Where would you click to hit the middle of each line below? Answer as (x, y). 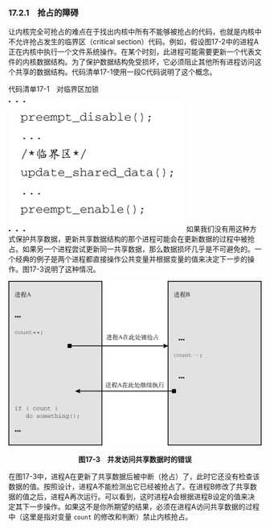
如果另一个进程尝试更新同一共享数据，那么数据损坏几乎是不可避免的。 (138, 249)
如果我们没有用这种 (218, 229)
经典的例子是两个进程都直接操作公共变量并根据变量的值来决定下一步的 (131, 259)
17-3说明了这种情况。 (65, 269)
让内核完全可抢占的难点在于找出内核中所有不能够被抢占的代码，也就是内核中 (135, 32)
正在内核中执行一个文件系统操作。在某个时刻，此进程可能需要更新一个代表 (131, 52)
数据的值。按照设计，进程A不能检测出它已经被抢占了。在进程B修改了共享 (129, 486)
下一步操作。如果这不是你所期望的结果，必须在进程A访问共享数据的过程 (141, 506)
